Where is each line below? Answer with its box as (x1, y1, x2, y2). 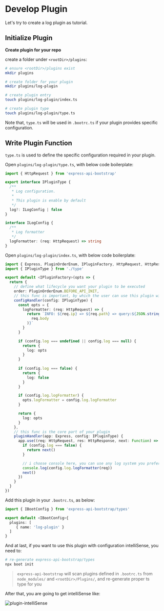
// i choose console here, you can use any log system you (22, 461, 145, 466)
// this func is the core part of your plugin (14, 429, 110, 434)
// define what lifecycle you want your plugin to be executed (14, 284, 145, 289)
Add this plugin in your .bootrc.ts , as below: (5, 497, 95, 503)
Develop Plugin (5, 3, 68, 15)
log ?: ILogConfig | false (9, 207, 62, 212)
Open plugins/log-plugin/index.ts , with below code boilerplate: (5, 252, 136, 258)
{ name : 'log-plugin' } (16, 525, 64, 530)
